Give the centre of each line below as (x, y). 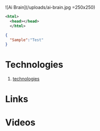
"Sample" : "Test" (27, 40)
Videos (20, 122)
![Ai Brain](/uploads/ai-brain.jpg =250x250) (50, 7)
